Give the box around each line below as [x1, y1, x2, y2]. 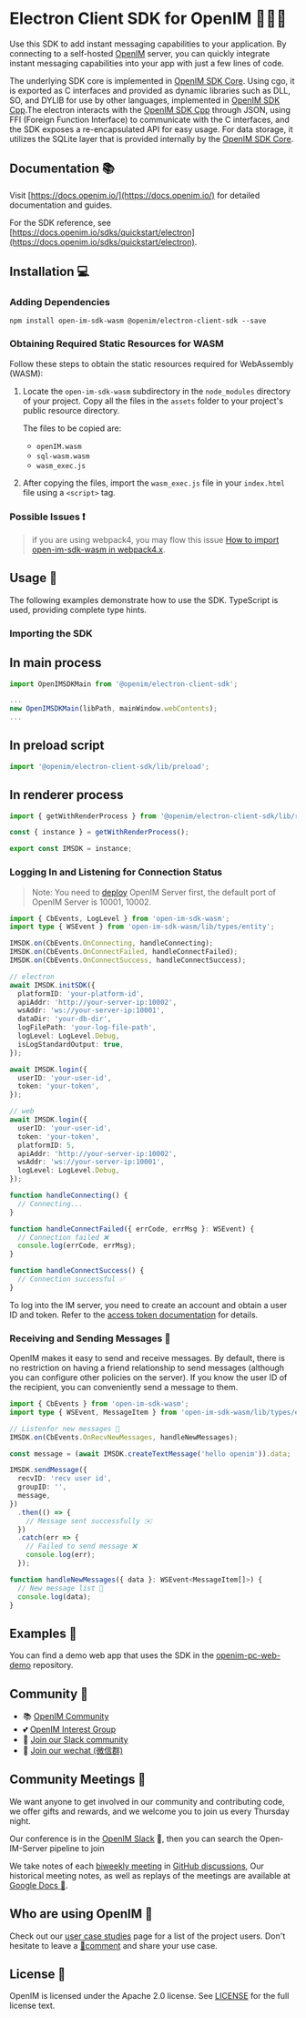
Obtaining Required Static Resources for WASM [9, 337, 225, 350]
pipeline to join [49, 1842, 105, 1853]
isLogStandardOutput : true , [17, 1040, 125, 1049]
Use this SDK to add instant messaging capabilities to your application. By [9, 38, 287, 49]
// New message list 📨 [17, 1583, 104, 1593]
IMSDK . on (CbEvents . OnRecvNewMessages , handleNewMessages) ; [9, 1432, 239, 1442]
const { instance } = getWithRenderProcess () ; [9, 828, 189, 837]
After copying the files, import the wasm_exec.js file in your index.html [22, 477, 285, 488]
